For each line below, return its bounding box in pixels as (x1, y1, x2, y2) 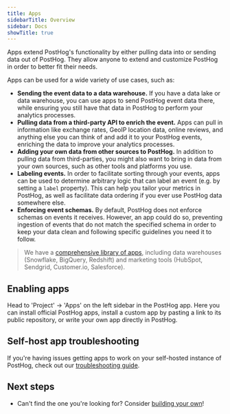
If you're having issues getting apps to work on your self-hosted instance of (7, 354, 222, 362)
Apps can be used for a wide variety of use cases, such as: (7, 76, 175, 84)
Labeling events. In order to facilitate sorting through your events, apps (16, 170, 220, 178)
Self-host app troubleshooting (7, 336, 139, 347)
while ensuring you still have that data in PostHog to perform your (16, 104, 203, 112)
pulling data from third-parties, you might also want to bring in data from (16, 155, 222, 163)
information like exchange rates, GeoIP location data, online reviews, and (16, 126, 223, 134)
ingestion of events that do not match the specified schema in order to (16, 220, 216, 229)
